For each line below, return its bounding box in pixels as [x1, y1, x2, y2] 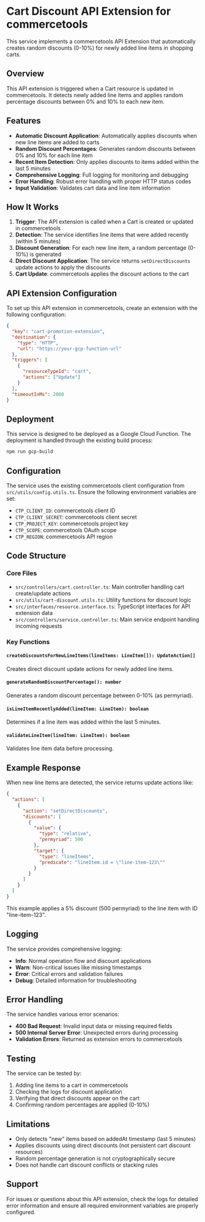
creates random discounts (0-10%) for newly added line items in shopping [6, 44, 194, 52]
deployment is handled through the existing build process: [6, 437, 153, 444]
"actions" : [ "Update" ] [22, 374, 81, 381]
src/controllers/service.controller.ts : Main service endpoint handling [15, 616, 199, 623]
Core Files [6, 569, 37, 578]
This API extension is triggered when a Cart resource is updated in [6, 85, 174, 92]
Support [6, 1179, 39, 1189]
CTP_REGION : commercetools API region [15, 533, 113, 540]
